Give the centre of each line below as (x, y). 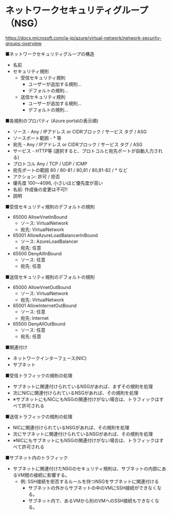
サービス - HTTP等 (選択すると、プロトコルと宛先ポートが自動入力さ (85, 151)
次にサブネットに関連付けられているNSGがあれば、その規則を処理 (83, 434)
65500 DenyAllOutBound (39, 323)
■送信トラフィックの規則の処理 (39, 416)
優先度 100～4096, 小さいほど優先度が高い (58, 183)
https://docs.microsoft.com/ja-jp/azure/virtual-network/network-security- (83, 38)
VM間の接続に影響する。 (44, 475)
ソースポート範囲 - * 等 (37, 138)
